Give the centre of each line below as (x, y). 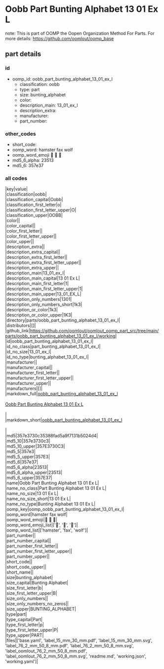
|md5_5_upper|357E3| (28, 457)
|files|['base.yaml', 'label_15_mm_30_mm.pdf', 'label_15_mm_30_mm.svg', (79, 640)
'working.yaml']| (22, 662)
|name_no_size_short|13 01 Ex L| (38, 499)
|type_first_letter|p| (25, 625)
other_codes (20, 133)
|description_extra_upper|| (32, 268)
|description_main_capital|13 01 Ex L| (42, 278)
